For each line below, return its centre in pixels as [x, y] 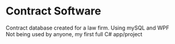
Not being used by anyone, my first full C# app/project [74, 34]
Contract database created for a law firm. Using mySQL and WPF [87, 28]
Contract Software [53, 11]
